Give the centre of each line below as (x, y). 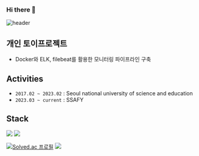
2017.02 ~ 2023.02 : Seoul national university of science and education (104, 93)
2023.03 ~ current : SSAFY (49, 100)
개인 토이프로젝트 (37, 43)
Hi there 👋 (21, 10)
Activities (25, 79)
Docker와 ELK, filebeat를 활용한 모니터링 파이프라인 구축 (83, 59)
